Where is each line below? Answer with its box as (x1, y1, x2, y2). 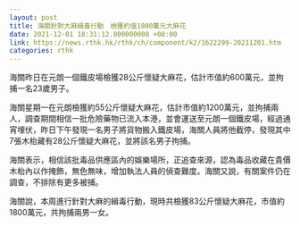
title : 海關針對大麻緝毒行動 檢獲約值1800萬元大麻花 (9, 21, 187, 30)
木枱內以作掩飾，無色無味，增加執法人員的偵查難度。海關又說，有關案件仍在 (9, 166, 291, 177)
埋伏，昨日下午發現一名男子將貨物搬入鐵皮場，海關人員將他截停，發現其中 (16, 124, 291, 135)
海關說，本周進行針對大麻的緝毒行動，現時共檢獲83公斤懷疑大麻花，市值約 (9, 196, 286, 206)
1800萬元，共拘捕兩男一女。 (9, 207, 114, 218)
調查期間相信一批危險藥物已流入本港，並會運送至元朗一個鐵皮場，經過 (24, 113, 283, 124)
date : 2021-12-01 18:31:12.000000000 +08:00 (9, 29, 178, 38)
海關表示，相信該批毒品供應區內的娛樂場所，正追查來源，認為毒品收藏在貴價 (9, 155, 291, 165)
